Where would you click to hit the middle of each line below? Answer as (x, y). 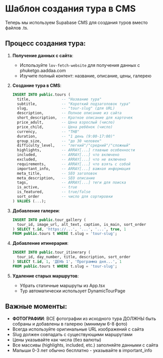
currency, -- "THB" (48, 132)
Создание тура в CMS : (37, 85)
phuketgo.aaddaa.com (43, 70)
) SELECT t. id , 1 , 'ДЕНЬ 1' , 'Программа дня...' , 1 (67, 262)
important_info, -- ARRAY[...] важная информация (74, 169)
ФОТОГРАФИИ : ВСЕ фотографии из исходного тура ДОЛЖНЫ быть (84, 318)
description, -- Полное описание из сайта (69, 113)
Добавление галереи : (36, 210)
